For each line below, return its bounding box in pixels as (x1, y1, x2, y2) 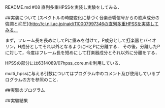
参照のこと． (35, 77, 62, 82)
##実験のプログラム (5, 87, 45, 93)
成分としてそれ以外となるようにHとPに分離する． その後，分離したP (21, 44, 160, 49)
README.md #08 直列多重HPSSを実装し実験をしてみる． (5, 4, 122, 10)
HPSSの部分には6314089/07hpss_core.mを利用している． (5, 60, 123, 66)
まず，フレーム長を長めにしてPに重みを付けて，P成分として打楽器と (5, 37, 144, 43)
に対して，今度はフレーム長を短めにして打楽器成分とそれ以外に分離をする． (5, 50, 160, 55)
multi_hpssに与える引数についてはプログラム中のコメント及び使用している (5, 71, 156, 76)
